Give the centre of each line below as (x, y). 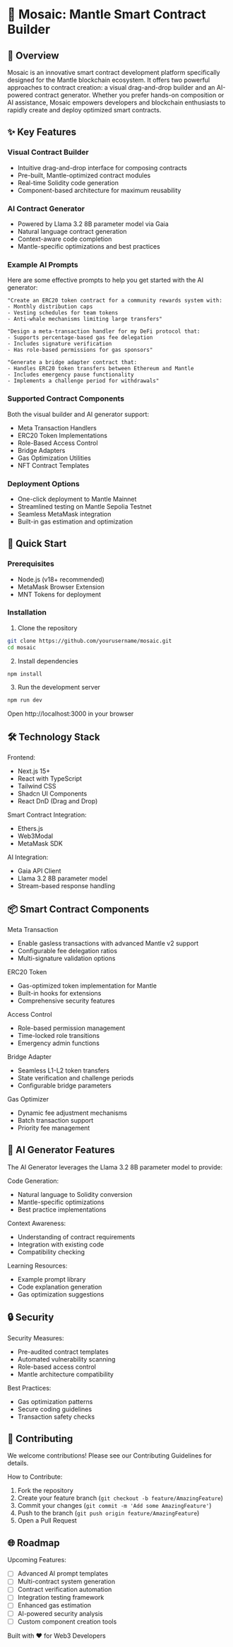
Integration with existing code (61, 1244)
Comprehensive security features (66, 1000)
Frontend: (22, 757)
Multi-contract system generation (66, 1581)
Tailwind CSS (37, 786)
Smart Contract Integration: (47, 815)
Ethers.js (30, 829)
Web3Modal (35, 836)
